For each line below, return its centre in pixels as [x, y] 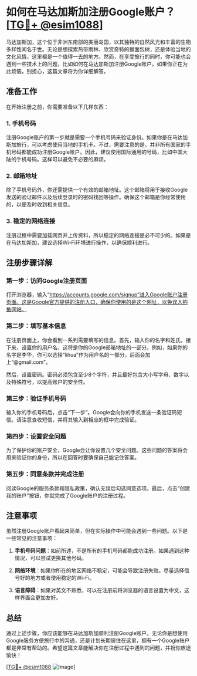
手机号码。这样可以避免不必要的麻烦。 [62, 160]
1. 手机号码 [21, 123]
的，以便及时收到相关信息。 [40, 205]
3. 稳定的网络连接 [31, 221]
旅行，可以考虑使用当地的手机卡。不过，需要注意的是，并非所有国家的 [101, 145]
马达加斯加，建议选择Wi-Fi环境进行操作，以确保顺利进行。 [82, 242]
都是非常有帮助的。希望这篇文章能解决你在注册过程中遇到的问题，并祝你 [93, 648]
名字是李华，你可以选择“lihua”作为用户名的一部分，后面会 [76, 354]
